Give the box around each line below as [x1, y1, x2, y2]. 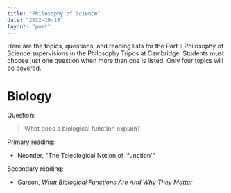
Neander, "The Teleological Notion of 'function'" [17, 151, 156, 160]
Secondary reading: [7, 165, 64, 173]
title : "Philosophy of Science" [7, 10, 101, 17]
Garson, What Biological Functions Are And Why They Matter [17, 178, 193, 187]
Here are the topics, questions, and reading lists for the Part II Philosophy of [7, 42, 224, 50]
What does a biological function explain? [24, 125, 141, 133]
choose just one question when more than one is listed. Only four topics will [7, 57, 224, 65]
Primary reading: [7, 138, 55, 146]
